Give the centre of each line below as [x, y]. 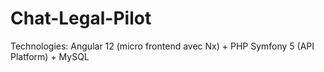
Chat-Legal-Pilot [81, 18]
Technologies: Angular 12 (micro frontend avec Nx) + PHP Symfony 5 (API [162, 46]
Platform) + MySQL [50, 56]
